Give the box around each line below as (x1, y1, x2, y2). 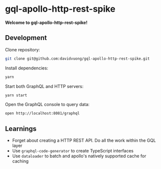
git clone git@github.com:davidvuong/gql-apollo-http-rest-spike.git (5, 56, 150, 61)
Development (5, 34, 47, 42)
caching (12, 158, 29, 164)
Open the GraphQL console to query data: (5, 102, 90, 107)
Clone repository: (5, 46, 40, 52)
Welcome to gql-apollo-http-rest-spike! (5, 20, 88, 25)
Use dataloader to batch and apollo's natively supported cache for (12, 153, 146, 159)
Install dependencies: (5, 65, 48, 71)
